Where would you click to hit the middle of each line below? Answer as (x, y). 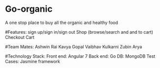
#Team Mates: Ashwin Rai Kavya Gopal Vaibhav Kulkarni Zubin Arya (74, 46)
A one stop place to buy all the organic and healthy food (62, 23)
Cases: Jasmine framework (33, 61)
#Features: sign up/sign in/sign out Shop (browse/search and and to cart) (79, 32)
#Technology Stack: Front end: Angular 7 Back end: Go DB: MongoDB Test (80, 56)
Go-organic (29, 9)
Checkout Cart (20, 37)
